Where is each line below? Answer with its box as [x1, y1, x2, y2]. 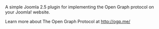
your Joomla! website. [5, 9, 50, 15]
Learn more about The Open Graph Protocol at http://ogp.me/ [5, 19, 131, 24]
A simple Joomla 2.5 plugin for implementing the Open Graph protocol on [5, 4, 154, 10]
